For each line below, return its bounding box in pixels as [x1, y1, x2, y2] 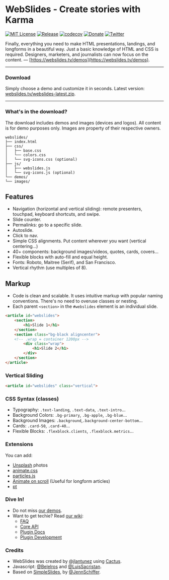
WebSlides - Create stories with [5, 4, 141, 15]
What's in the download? [5, 108, 68, 115]
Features [5, 192, 34, 201]
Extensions [5, 441, 34, 448]
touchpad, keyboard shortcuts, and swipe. [12, 211, 101, 217]
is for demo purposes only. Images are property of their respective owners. [5, 125, 161, 131]
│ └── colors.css [5, 152, 46, 157]
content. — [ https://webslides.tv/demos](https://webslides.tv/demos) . [5, 56, 150, 62]
